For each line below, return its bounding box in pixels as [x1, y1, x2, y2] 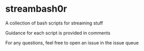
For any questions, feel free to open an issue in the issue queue [5, 39, 139, 46]
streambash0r [5, 3, 67, 15]
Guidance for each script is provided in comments [5, 30, 111, 36]
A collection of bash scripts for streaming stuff [5, 20, 103, 26]
